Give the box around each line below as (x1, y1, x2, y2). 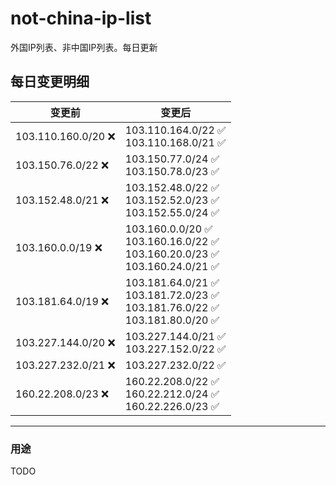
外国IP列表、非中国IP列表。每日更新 (10, 41, 158, 53)
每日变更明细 (10, 73, 90, 91)
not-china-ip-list (10, 7, 152, 30)
